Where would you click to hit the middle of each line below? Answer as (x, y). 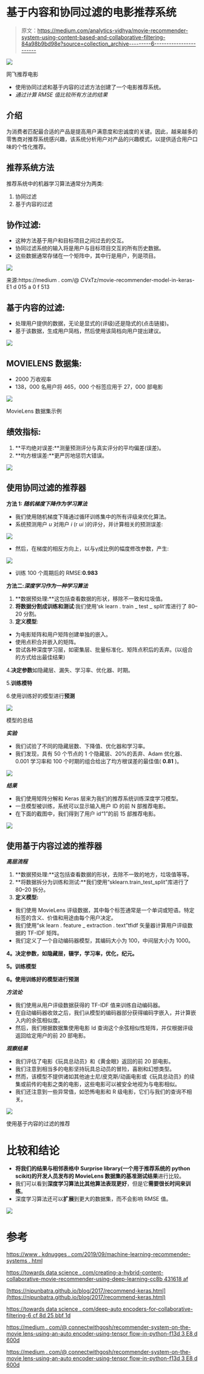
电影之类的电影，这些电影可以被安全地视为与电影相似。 (111, 1084)
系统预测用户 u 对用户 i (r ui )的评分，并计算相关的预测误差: (89, 524)
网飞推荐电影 (22, 74)
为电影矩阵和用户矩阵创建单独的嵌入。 (63, 634)
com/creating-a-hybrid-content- (123, 1273)
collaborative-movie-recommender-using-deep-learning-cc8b (84, 1279)
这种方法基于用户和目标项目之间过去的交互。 (71, 241)
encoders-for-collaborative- (158, 1309)
